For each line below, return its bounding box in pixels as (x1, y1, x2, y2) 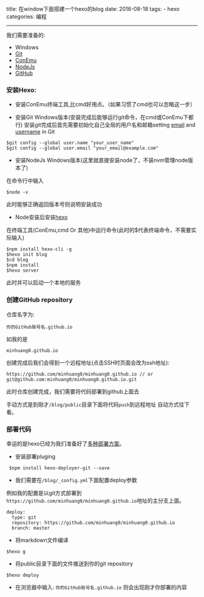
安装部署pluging (15, 452, 56, 460)
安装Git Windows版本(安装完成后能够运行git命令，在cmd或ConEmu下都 (15, 114, 194, 121)
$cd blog (6, 257, 29, 263)
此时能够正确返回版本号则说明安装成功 (6, 201, 102, 208)
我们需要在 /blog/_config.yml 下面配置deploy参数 (15, 476, 138, 483)
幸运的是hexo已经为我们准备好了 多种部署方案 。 (6, 440, 125, 447)
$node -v (6, 189, 29, 196)
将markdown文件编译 (15, 536, 69, 544)
